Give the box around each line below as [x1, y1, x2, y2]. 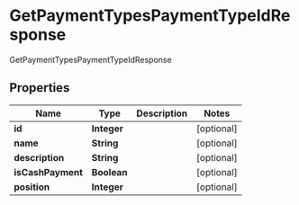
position [14, 181, 50, 193]
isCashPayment [14, 165, 84, 178]
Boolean [91, 165, 128, 178]
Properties [9, 80, 70, 95]
